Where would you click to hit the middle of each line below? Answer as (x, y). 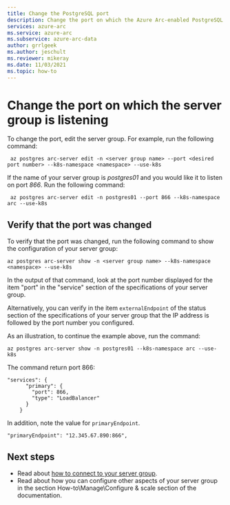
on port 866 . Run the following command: (66, 185)
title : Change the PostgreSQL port (58, 13)
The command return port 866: (51, 368)
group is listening (58, 120)
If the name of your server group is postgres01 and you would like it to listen (115, 178)
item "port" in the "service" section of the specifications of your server (107, 287)
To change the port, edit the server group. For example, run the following (111, 139)
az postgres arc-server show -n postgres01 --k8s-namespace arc (101, 349)
